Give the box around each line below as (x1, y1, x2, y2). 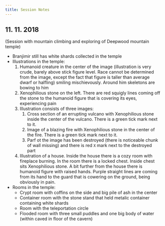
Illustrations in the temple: (12, 59, 65, 65)
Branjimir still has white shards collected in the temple (12, 53, 122, 59)
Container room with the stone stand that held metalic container (19, 195, 150, 201)
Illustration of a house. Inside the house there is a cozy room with (19, 153, 153, 159)
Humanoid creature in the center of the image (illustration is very (19, 64, 152, 70)
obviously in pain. (19, 179, 56, 185)
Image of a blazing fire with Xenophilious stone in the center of (27, 127, 155, 133)
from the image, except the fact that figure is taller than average (19, 75, 150, 80)
